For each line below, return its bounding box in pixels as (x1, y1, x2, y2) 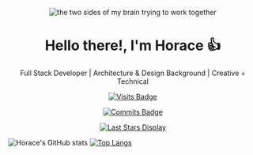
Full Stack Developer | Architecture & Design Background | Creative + (19, 68, 247, 77)
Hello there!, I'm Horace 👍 (44, 36, 221, 55)
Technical (117, 76, 149, 86)
